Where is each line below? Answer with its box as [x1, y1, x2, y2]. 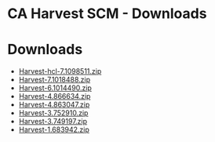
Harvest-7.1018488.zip [18, 75, 91, 85]
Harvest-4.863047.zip [18, 100, 90, 110]
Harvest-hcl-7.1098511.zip [18, 67, 102, 76]
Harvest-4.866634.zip [18, 92, 91, 101]
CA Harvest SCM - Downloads [7, 5, 207, 23]
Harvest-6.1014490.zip [18, 83, 92, 93]
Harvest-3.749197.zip [18, 117, 88, 126]
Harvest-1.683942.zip [18, 125, 89, 134]
